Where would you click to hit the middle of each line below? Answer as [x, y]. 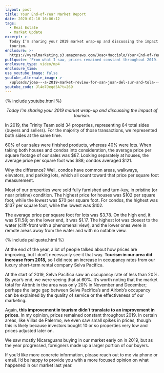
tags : [10, 23]
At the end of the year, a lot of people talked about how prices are [71, 249]
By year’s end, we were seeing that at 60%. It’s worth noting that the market [81, 280]
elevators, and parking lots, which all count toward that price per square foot [82, 175]
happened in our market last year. [39, 365]
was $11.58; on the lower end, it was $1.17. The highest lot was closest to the [82, 220]
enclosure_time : [21, 69]
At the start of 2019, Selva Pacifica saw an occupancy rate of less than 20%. [82, 274]
